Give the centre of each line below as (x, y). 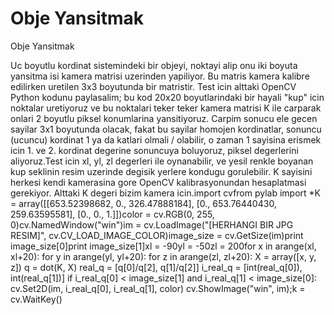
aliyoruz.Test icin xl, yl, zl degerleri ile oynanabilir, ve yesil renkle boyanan (162, 161)
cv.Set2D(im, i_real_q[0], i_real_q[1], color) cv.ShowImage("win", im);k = (158, 288)
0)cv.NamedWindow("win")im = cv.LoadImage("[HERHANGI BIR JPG (152, 224)
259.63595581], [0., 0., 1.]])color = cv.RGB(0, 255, (112, 214)
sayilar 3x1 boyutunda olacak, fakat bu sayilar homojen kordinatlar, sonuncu (166, 129)
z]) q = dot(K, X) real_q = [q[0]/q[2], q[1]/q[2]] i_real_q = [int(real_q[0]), (156, 267)
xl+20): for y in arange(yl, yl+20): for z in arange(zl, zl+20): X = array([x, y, (163, 256)
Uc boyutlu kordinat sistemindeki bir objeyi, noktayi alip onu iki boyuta (154, 65)
